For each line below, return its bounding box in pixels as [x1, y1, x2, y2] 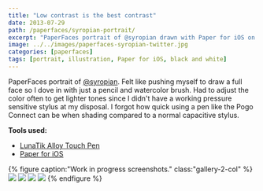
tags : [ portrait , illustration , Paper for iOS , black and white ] [8, 56, 227, 64]
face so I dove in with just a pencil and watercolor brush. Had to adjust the [8, 85, 250, 94]
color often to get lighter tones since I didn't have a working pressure [8, 94, 232, 103]
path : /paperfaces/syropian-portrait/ [8, 26, 135, 34]
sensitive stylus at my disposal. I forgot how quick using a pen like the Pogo [8, 101, 254, 111]
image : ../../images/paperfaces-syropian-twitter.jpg [8, 41, 189, 49]
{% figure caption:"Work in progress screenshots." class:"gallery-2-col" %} [8, 164, 254, 174]
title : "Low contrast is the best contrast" [8, 11, 157, 20]
